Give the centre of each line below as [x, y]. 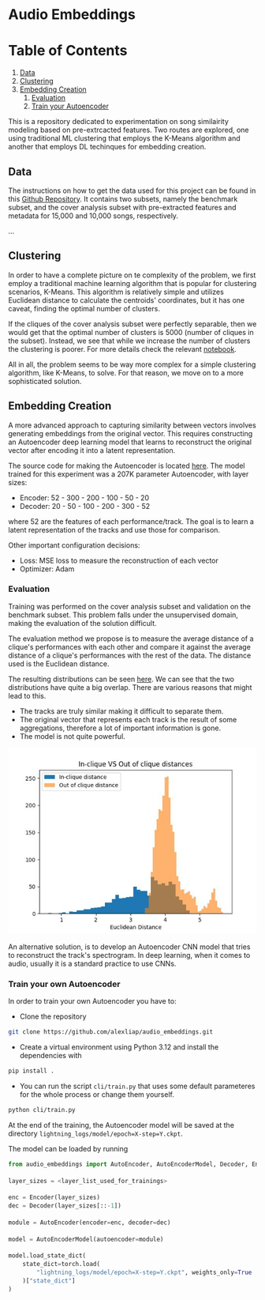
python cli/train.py [42, 1110]
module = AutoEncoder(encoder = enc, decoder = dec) [90, 1223]
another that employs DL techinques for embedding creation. [107, 147]
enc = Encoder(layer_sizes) [54, 1198]
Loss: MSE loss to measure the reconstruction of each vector [119, 560]
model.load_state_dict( [47, 1256]
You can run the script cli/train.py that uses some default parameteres [137, 1086]
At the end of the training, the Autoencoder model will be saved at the [121, 1125]
